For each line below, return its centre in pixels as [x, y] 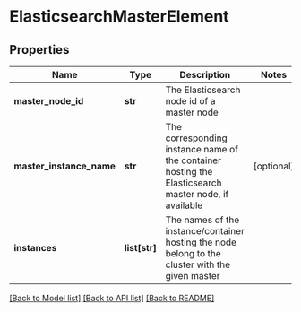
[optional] [274, 166]
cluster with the [198, 264]
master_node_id [49, 101]
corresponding [197, 138]
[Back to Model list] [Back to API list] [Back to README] [112, 298]
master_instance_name [65, 166]
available [184, 205]
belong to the [193, 253]
